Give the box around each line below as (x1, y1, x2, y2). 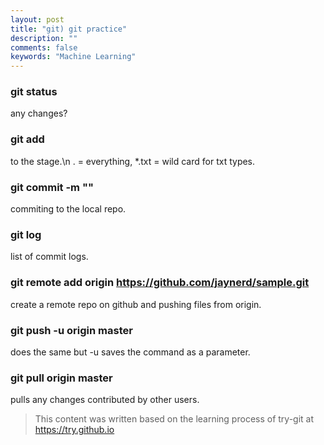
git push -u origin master (10, 323, 133, 337)
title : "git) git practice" (10, 24, 128, 34)
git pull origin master (10, 371, 113, 385)
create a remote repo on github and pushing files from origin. (10, 298, 262, 310)
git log (10, 227, 42, 241)
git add (10, 132, 45, 146)
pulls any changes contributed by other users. (10, 394, 200, 406)
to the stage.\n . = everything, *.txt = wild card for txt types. (10, 155, 256, 167)
